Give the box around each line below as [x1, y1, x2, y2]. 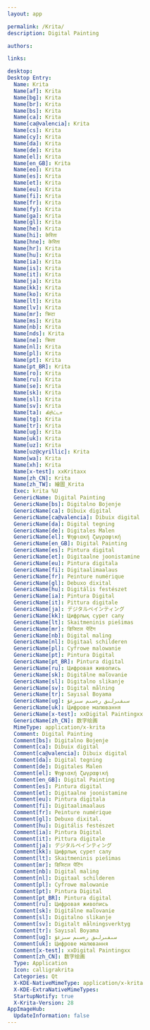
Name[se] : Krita [13, 382, 61, 390]
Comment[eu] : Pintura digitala [13, 796, 106, 803]
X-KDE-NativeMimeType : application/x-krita [13, 979, 143, 986]
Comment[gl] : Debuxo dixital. [13, 816, 102, 823]
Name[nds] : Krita [13, 330, 65, 337]
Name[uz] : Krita [13, 442, 61, 449]
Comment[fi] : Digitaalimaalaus [13, 802, 106, 810]
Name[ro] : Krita [13, 370, 61, 377]
